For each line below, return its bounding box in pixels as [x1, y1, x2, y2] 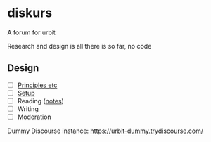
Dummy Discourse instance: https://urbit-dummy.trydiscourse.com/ [7, 127, 204, 135]
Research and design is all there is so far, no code [7, 41, 152, 50]
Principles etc [17, 81, 58, 89]
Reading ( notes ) [17, 96, 65, 105]
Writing [17, 104, 39, 113]
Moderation [17, 112, 51, 121]
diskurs [7, 5, 53, 21]
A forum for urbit [7, 28, 56, 37]
